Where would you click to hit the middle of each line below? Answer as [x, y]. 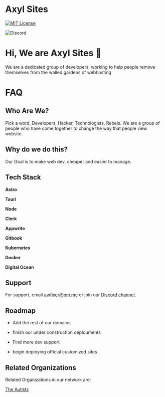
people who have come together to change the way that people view [76, 128]
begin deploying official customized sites [55, 352]
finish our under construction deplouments [57, 332]
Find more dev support [36, 342]
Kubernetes [18, 248]
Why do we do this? [37, 150]
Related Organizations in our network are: [48, 379]
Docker [13, 257]
